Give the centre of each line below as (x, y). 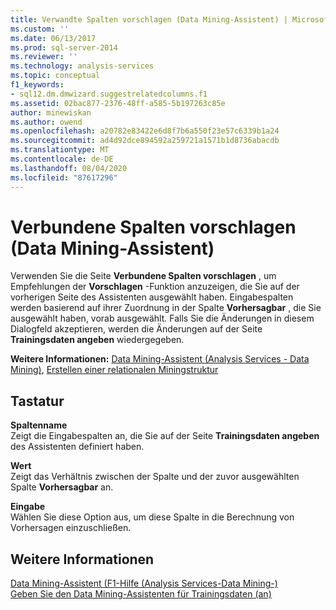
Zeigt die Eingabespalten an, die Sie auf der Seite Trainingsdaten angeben (165, 436)
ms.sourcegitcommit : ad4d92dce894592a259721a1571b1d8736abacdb (145, 141)
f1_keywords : (37, 85)
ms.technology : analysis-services (82, 66)
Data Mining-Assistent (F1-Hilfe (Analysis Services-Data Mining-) (144, 583)
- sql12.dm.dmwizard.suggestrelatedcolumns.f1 (109, 94)
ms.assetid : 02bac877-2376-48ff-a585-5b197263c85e (118, 103)
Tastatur (37, 401)
